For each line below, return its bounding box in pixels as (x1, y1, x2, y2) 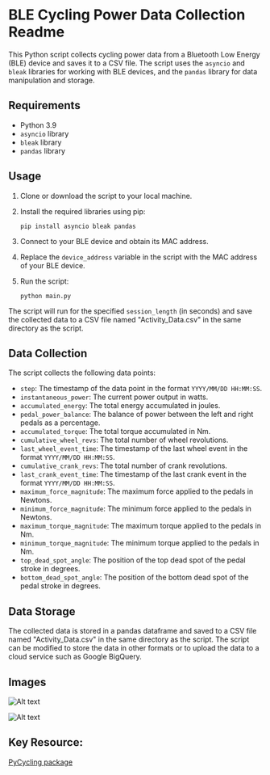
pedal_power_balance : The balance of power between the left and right (19, 410, 254, 419)
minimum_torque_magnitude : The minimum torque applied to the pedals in (19, 538, 260, 548)
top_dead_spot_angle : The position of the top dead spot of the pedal (19, 555, 246, 565)
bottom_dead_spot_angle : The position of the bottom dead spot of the (19, 572, 249, 583)
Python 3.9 (19, 120, 57, 130)
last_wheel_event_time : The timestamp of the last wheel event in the (19, 444, 248, 453)
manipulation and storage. (8, 75, 95, 85)
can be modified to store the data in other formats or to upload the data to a (8, 643, 260, 653)
